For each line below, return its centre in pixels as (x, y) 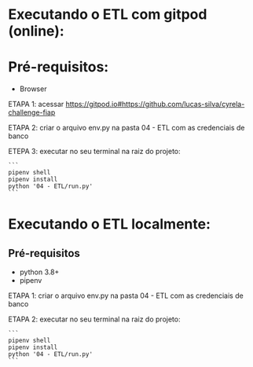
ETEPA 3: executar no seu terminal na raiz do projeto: (94, 152)
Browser (33, 89)
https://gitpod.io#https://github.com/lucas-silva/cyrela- (155, 105)
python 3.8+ (39, 272)
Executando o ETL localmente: (109, 224)
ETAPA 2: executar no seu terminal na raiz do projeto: (94, 319)
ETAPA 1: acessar (36, 105)
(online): (36, 31)
